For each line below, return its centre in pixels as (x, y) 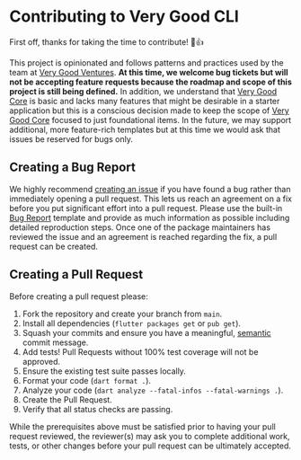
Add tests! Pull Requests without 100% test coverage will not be (140, 351)
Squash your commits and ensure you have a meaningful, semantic (146, 332)
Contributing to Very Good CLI (124, 17)
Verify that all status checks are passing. (97, 409)
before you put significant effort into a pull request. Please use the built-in (146, 208)
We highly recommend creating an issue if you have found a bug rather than (150, 189)
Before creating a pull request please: (79, 296)
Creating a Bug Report (73, 168)
